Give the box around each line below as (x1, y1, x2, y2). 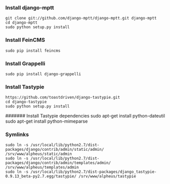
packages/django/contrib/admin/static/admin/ (5, 147, 104, 152)
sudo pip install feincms (5, 48, 60, 53)
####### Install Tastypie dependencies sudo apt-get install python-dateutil (5, 113, 165, 119)
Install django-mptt (5, 4, 54, 11)
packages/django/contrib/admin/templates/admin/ (5, 160, 111, 166)
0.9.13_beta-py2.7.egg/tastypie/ (5, 174, 77, 179)
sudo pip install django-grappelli (5, 71, 81, 77)
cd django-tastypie (5, 99, 47, 105)
